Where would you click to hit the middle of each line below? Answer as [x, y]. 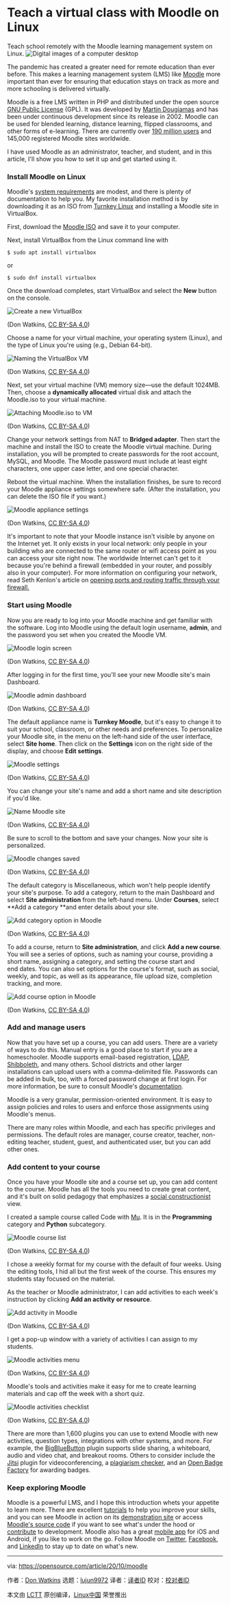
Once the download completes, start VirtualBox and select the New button [112, 291]
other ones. [23, 1149]
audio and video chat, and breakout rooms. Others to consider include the [111, 1455]
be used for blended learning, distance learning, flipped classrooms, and [110, 123]
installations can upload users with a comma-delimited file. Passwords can [112, 1071]
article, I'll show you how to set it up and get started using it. [92, 158]
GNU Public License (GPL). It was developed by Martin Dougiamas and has [113, 109]
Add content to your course [54, 1167]
